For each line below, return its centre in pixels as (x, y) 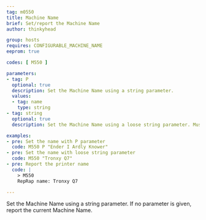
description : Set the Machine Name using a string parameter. (93, 90)
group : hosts (23, 40)
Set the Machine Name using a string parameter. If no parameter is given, (99, 204)
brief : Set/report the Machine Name (53, 23)
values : (22, 96)
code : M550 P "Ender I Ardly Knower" (60, 147)
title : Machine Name (33, 18)
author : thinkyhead (31, 29)
